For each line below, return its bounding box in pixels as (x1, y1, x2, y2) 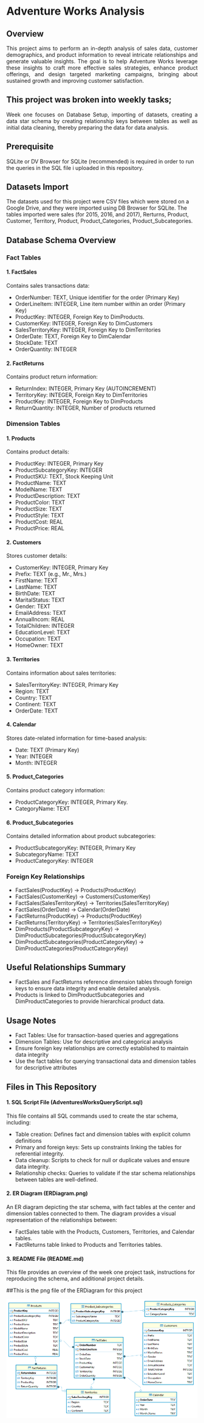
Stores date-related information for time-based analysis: (6, 734, 147, 742)
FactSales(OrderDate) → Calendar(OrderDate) (15, 906, 131, 913)
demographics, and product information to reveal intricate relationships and (6, 51, 198, 59)
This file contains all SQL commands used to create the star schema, (6, 1112, 178, 1120)
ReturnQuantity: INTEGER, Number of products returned (15, 404, 156, 412)
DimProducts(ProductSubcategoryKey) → (15, 925, 120, 932)
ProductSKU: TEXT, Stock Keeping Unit (15, 473, 114, 480)
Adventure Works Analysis (6, 4, 144, 18)
